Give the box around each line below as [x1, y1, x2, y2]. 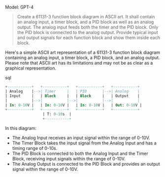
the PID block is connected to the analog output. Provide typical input [17, 30, 159, 35]
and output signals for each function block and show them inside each [17, 35, 160, 40]
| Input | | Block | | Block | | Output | [5, 93, 140, 98]
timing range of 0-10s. [12, 145, 58, 151]
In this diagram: [5, 125, 37, 131]
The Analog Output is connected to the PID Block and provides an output [12, 161, 160, 167]
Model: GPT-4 [5, 4, 34, 10]
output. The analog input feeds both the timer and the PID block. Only [17, 24, 159, 30]
